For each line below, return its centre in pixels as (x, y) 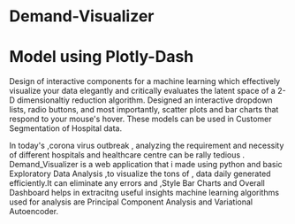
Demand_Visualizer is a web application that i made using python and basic (146, 165)
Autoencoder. (34, 212)
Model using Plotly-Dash (102, 57)
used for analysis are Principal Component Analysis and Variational (131, 202)
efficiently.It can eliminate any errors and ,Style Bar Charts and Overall (137, 183)
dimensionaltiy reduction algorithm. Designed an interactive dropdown (145, 100)
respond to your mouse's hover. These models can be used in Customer (140, 119)
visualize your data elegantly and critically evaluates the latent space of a (142, 91)
